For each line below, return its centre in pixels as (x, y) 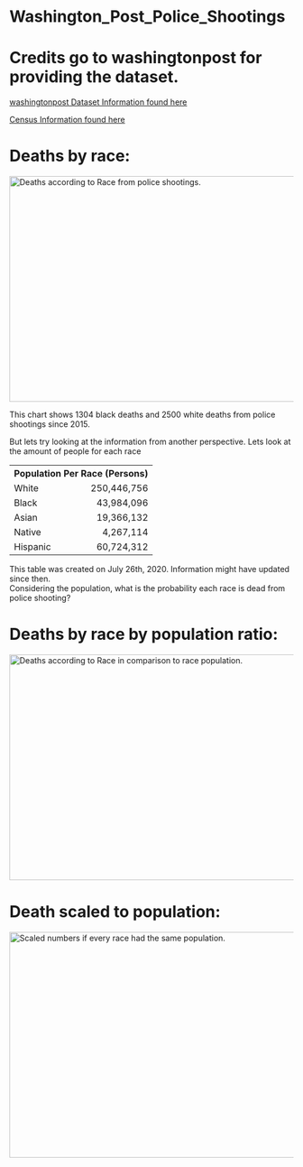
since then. (30, 579)
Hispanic (32, 547)
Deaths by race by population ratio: (144, 634)
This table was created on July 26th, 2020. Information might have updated (150, 570)
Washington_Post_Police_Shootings (147, 17)
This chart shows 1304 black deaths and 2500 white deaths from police (142, 415)
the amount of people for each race (75, 451)
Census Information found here (67, 120)
